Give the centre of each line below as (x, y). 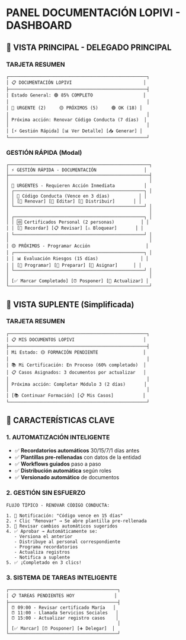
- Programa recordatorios (46, 547)
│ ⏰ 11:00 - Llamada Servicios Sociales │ (62, 613)
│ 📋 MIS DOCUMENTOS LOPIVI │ (76, 339)
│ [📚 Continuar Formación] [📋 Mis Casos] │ (76, 395)
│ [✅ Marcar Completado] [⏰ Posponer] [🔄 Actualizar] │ (78, 281)
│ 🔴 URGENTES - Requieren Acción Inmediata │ (76, 186)
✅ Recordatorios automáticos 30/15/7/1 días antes (77, 450)
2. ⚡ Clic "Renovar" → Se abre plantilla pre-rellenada (76, 521)
